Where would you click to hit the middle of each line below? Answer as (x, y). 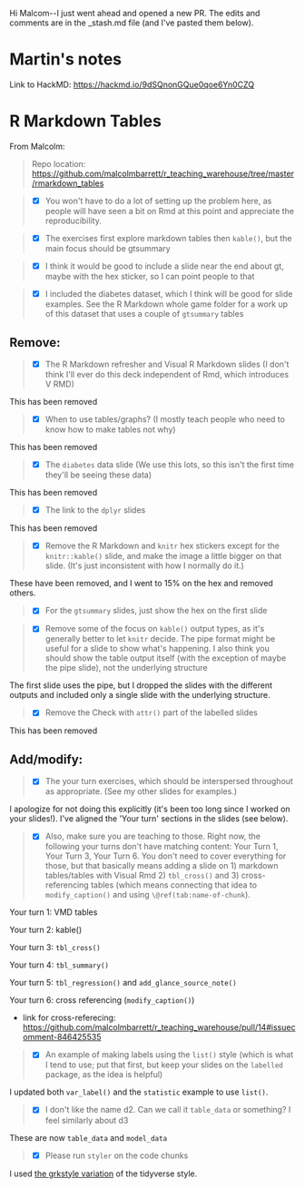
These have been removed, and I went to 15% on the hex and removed (142, 584)
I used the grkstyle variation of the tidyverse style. (103, 1173)
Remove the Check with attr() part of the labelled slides (152, 712)
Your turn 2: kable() (46, 930)
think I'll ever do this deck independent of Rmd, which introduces (167, 374)
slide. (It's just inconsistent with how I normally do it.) (145, 565)
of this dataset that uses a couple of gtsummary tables (144, 314)
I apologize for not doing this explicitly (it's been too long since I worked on (150, 809)
